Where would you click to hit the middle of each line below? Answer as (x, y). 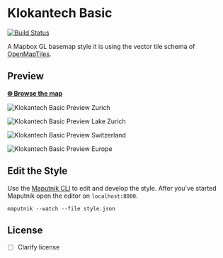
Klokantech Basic (60, 13)
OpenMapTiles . (29, 54)
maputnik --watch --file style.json (61, 208)
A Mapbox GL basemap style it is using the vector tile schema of (101, 46)
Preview (26, 76)
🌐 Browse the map (35, 93)
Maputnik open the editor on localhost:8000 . (73, 196)
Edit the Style (38, 171)
